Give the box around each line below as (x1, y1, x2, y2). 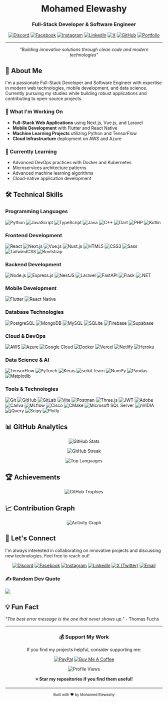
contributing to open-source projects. (5, 96, 82, 102)
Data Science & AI (5, 356, 49, 363)
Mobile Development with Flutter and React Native (12, 125, 117, 131)
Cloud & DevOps (5, 332, 46, 339)
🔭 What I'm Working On (5, 108, 63, 115)
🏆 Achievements (5, 473, 60, 481)
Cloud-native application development (12, 175, 91, 181)
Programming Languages (5, 208, 68, 215)
